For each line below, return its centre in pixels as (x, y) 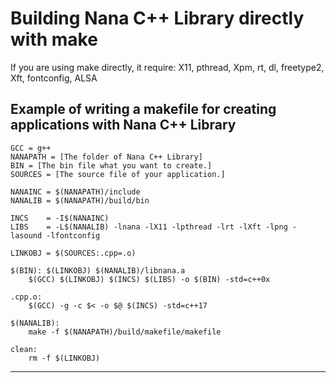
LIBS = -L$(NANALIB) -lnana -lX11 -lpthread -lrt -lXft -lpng (149, 227)
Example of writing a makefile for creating (143, 109)
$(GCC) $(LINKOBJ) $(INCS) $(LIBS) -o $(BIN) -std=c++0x (149, 279)
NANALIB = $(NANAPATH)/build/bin (80, 200)
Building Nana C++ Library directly (157, 18)
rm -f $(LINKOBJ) (64, 358)
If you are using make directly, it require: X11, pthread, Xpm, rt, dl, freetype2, (167, 67)
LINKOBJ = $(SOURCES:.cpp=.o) (73, 253)
